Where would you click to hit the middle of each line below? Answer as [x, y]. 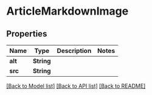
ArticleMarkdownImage [67, 11]
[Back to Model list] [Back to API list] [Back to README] [76, 86]
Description [74, 51]
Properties [27, 34]
